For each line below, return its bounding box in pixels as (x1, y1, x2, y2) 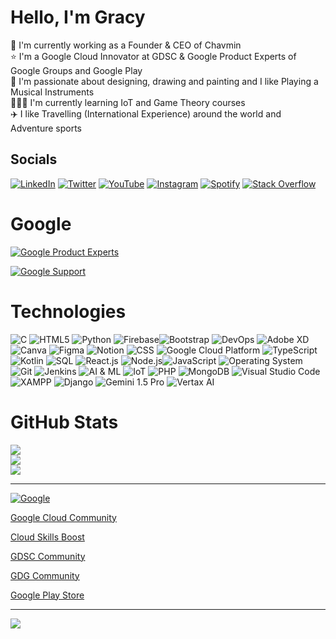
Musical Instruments (10, 86, 95, 98)
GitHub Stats (10, 411, 119, 433)
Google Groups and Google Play (10, 64, 143, 76)
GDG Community (10, 569, 80, 581)
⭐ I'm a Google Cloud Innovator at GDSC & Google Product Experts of (10, 50, 297, 62)
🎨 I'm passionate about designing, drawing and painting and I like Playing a (10, 75, 319, 87)
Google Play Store (10, 589, 85, 601)
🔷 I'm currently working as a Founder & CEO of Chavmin (10, 39, 242, 51)
